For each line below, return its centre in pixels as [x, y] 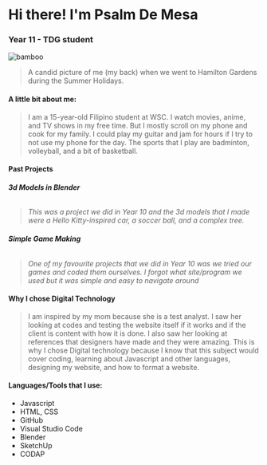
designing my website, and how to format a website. [114, 367]
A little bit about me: [43, 99]
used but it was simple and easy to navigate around [113, 280]
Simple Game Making [45, 239]
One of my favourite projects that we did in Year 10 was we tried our [140, 263]
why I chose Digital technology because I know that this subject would [143, 350]
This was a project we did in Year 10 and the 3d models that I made [139, 212]
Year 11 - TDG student [51, 40]
